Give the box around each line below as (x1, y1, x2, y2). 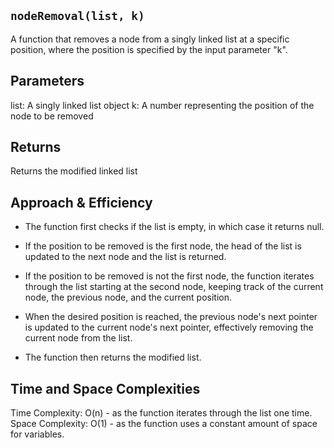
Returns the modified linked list (10, 165, 138, 177)
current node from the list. (24, 332, 133, 344)
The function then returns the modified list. (24, 351, 202, 364)
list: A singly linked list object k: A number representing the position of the (10, 99, 315, 111)
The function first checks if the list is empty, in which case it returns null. (24, 221, 325, 233)
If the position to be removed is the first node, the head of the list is (24, 240, 302, 252)
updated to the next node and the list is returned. (24, 251, 227, 263)
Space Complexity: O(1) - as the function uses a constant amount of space (10, 418, 318, 430)
